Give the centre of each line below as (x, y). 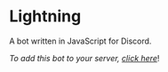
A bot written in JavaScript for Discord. (80, 41)
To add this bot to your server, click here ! (84, 58)
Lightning (45, 16)
